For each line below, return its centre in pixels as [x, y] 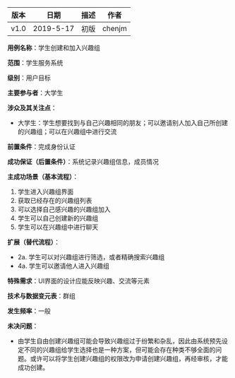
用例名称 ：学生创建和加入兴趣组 [54, 48]
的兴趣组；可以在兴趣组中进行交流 [67, 131]
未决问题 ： [23, 326]
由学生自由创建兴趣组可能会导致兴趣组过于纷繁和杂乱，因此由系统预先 [120, 341]
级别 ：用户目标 [29, 78]
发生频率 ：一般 [29, 311]
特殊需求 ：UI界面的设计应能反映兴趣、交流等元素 [79, 281]
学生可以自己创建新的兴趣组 [58, 218]
